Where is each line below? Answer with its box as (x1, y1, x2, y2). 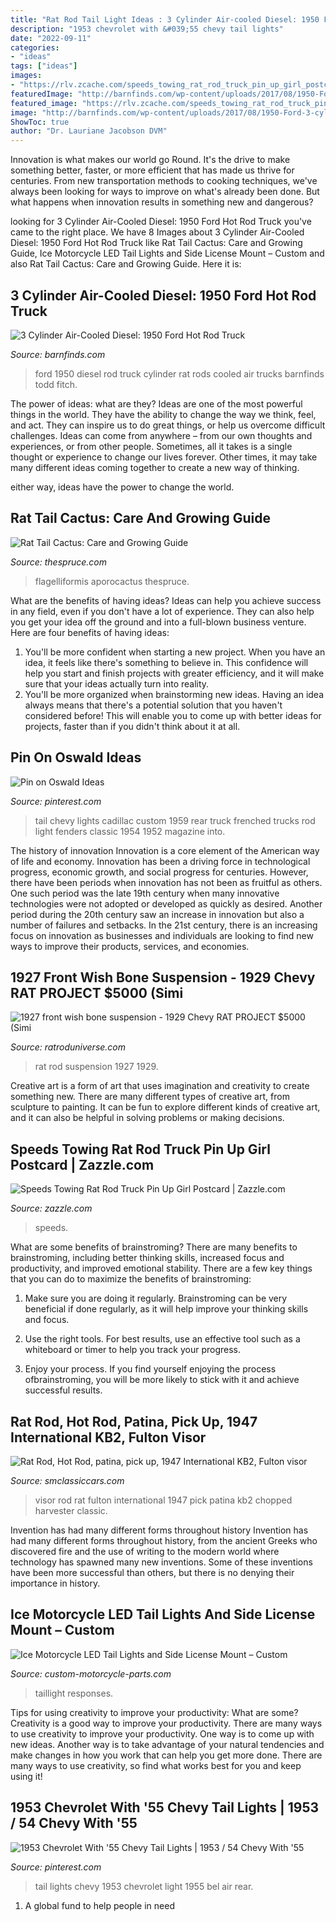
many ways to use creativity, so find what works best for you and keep (10, 1759, 302, 1771)
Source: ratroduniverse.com (10, 1041, 127, 1053)
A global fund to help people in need (24, 1899, 175, 1911)
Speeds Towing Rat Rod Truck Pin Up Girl (10, 1141, 271, 1158)
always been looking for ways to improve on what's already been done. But (10, 186, 320, 198)
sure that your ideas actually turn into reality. (24, 677, 210, 690)
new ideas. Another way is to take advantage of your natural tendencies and (10, 1738, 325, 1750)
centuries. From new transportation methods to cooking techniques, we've (10, 175, 318, 187)
